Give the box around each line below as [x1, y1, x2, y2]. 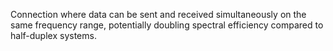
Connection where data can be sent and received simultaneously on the [10, 9, 307, 20]
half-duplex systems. [10, 30, 97, 41]
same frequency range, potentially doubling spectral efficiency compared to [10, 19, 324, 31]
